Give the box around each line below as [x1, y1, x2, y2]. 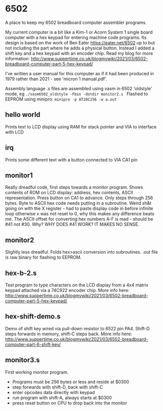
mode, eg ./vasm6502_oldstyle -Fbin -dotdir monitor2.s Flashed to [5, 91, 148, 97]
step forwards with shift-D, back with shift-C [12, 384, 103, 390]
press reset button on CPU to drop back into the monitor [12, 400, 127, 406]
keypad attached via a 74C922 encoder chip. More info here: [5, 287, 130, 293]
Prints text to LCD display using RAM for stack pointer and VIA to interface [5, 124, 157, 130]
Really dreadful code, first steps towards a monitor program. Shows [5, 184, 143, 190]
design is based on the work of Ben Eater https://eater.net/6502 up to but [5, 39, 155, 45]
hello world [5, 111, 41, 119]
